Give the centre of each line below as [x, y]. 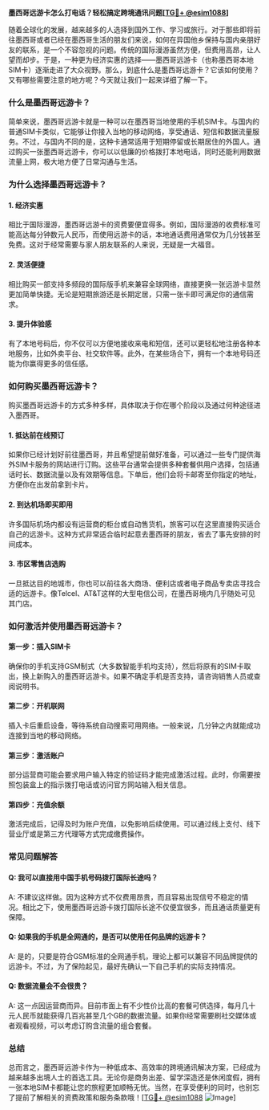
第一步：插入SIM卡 [40, 647]
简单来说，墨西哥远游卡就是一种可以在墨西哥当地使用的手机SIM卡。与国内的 [134, 122]
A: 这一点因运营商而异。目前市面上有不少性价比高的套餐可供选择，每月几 [128, 1006]
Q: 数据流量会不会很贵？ [48, 986]
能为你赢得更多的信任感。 [50, 363]
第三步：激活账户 [36, 755]
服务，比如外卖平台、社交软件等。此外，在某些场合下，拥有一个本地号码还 [138, 353]
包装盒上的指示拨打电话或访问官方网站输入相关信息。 [102, 785]
